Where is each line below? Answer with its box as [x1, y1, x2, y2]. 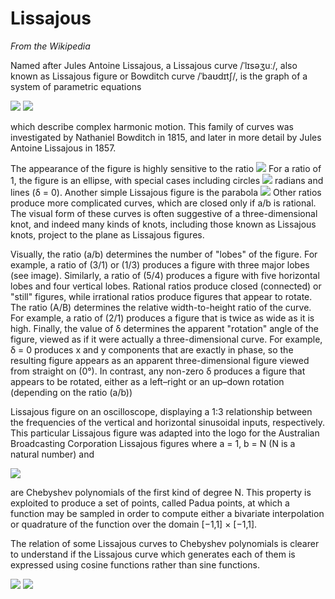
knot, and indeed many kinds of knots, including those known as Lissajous [10, 218, 317, 230]
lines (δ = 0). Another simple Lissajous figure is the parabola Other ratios [10, 186, 322, 198]
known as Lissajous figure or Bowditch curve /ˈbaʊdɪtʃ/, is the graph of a [10, 70, 308, 82]
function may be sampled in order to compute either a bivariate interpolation [10, 507, 325, 519]
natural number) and [10, 448, 95, 460]
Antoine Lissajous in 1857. [10, 142, 117, 154]
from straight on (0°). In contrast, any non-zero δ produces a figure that [10, 365, 306, 377]
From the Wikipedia [10, 40, 91, 52]
